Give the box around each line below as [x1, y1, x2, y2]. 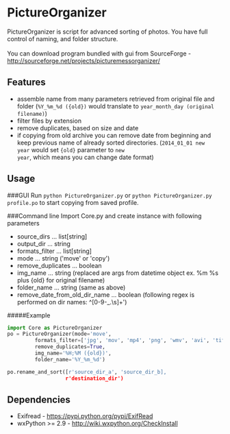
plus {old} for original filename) [16, 276, 105, 284]
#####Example [7, 311, 51, 320]
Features [7, 77, 46, 88]
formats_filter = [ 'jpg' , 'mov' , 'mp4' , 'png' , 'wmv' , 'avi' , [34, 337, 210, 344]
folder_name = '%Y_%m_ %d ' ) [34, 356, 106, 363]
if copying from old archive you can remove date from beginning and [16, 131, 212, 139]
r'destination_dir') [65, 375, 125, 382]
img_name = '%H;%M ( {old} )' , [34, 350, 112, 357]
